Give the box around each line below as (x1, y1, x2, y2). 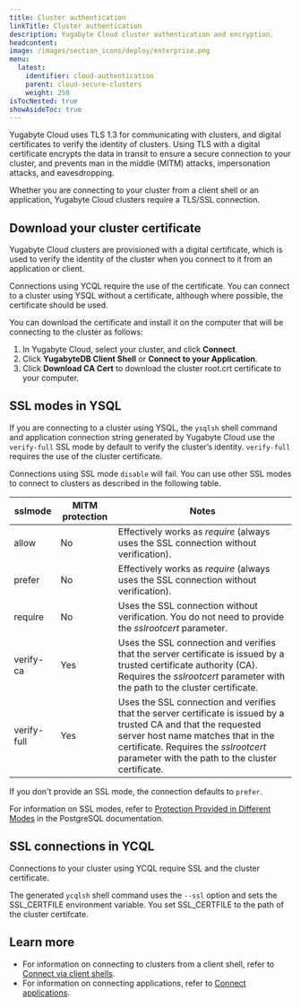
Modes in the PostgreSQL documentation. (9, 812, 164, 823)
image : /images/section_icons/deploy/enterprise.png (9, 47, 211, 56)
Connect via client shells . (21, 968, 116, 978)
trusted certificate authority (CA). (117, 658, 258, 671)
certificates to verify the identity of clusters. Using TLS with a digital (9, 139, 261, 150)
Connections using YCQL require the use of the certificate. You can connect (9, 281, 290, 291)
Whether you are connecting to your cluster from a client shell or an (9, 185, 260, 195)
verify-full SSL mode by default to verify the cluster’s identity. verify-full (9, 441, 291, 452)
